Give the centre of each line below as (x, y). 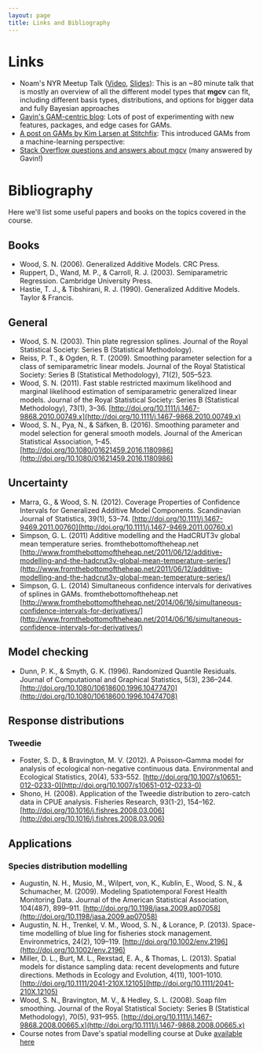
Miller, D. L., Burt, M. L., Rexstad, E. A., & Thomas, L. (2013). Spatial (128, 958)
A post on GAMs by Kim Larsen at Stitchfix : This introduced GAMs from (135, 134)
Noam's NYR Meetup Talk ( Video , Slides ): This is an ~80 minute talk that (137, 83)
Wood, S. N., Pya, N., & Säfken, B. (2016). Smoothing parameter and (129, 425)
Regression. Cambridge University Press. (86, 281)
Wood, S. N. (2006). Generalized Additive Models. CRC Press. (119, 264)
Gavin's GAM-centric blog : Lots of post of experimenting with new (127, 117)
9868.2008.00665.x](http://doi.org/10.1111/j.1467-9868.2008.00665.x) (132, 1025)
